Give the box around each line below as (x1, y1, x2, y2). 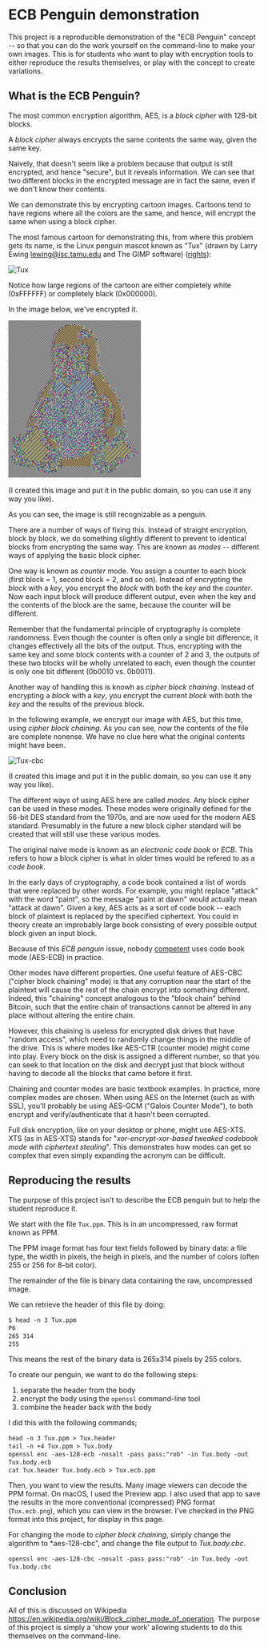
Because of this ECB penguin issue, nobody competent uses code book (8, 943, 246, 954)
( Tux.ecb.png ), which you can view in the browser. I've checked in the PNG (8, 1505, 254, 1515)
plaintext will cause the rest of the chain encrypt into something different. (8, 985, 250, 994)
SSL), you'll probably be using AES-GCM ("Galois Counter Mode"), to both (8, 1101, 254, 1111)
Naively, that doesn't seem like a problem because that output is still (8, 159, 234, 168)
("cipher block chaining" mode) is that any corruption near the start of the (8, 976, 252, 986)
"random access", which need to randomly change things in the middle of (8, 1034, 251, 1044)
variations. (8, 66, 43, 75)
